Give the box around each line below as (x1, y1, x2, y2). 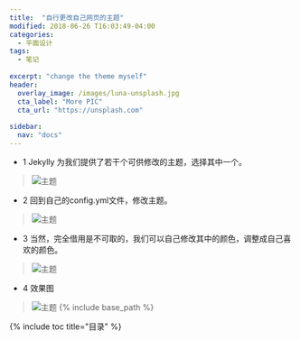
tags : (9, 47, 30, 56)
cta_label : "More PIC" (17, 96, 103, 106)
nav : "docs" (17, 131, 63, 140)
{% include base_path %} (58, 301, 155, 312)
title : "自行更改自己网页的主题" (9, 13, 125, 23)
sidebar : (9, 123, 42, 132)
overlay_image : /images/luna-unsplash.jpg (17, 88, 180, 97)
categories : (9, 30, 54, 39)
